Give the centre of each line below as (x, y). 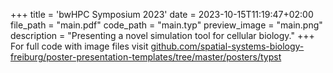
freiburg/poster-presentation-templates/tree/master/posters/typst (146, 57)
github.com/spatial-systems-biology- (227, 46)
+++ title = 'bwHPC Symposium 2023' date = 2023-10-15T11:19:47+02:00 (162, 14)
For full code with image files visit (79, 46)
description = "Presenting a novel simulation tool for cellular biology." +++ (162, 35)
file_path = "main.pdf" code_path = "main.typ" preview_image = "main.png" (166, 25)
